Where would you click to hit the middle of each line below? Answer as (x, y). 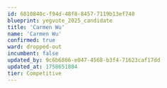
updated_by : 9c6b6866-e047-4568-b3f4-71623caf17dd (84, 60)
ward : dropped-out (34, 47)
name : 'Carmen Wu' (34, 34)
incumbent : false (33, 54)
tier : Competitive (34, 73)
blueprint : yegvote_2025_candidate (60, 21)
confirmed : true (31, 40)
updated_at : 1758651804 (43, 67)
